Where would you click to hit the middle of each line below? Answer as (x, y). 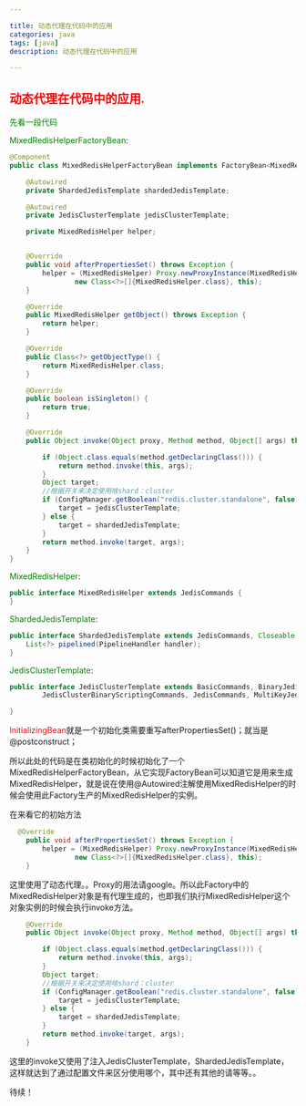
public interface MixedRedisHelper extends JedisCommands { (126, 594)
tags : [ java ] (34, 43)
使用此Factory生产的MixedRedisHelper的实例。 (114, 795)
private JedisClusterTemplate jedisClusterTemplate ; (128, 215)
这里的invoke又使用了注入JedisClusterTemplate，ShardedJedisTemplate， (149, 1061)
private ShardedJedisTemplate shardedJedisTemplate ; (128, 191)
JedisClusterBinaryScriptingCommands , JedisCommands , (146, 695)
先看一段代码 (33, 122)
